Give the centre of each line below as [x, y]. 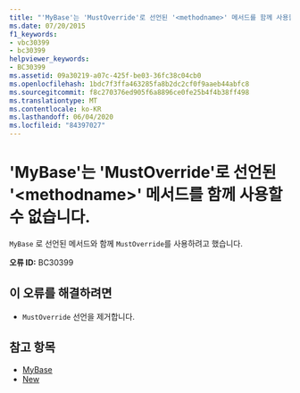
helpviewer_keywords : [50, 59]
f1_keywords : [33, 34]
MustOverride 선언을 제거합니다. [79, 316]
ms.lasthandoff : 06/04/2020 [62, 117]
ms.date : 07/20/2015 [48, 26]
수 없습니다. [50, 217]
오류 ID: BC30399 [42, 262]
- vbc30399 [29, 42]
